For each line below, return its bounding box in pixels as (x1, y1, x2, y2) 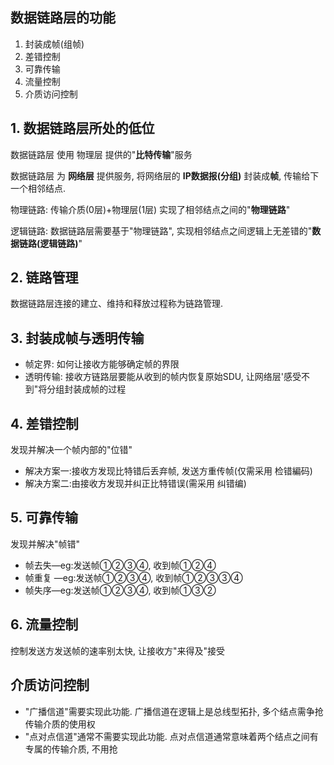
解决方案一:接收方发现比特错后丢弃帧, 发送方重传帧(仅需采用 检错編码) (24, 465, 313, 477)
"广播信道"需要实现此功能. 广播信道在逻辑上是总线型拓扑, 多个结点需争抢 (24, 705, 324, 717)
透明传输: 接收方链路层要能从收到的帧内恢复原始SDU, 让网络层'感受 (24, 371, 302, 383)
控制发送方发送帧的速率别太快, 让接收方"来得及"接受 (10, 644, 226, 657)
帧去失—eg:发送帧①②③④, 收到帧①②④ (24, 559, 217, 571)
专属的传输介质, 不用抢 (24, 743, 118, 755)
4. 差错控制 (10, 415, 79, 432)
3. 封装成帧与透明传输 (10, 329, 145, 347)
